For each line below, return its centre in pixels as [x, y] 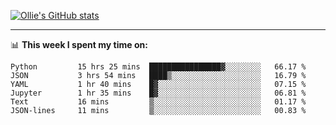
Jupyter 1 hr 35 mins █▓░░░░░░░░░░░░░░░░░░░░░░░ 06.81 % [158, 93]
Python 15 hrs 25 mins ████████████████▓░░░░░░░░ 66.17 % [158, 67]
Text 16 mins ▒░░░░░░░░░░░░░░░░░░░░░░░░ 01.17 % [158, 102]
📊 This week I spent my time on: [79, 44]
